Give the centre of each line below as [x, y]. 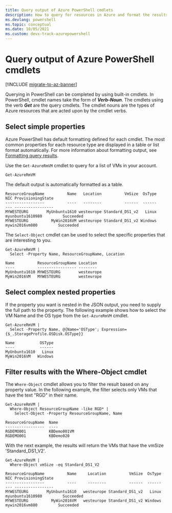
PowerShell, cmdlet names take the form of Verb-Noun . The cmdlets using [84, 100]
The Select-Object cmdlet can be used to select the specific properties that [85, 234]
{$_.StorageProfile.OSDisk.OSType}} [44, 334]
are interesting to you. [28, 240]
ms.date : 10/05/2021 [27, 29]
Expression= [114, 329]
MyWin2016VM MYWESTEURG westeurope [53, 277]
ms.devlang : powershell [31, 19]
